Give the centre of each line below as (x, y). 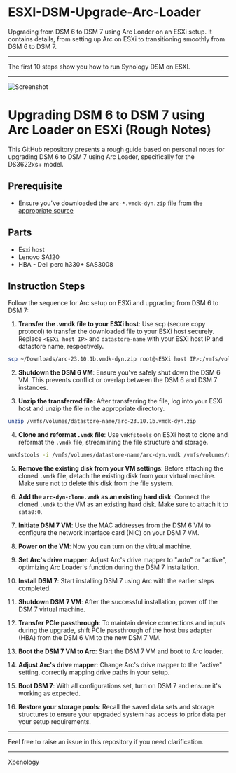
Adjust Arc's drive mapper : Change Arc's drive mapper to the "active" (120, 664)
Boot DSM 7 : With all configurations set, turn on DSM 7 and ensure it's (119, 685)
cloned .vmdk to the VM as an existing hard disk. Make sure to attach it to (123, 504)
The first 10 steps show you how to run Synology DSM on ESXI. (99, 67)
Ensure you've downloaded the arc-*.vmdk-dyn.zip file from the (110, 203)
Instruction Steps (47, 286)
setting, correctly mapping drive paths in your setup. (94, 672)
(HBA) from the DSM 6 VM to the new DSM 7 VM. (89, 637)
